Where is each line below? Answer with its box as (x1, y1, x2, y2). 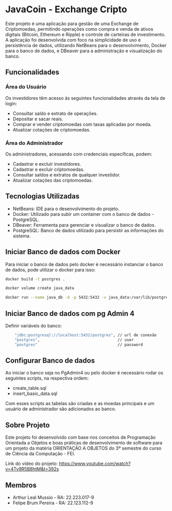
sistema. (12, 233, 31, 239)
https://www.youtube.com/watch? (58, 460, 131, 466)
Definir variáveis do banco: (5, 322, 62, 328)
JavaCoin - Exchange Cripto (5, 4, 127, 15)
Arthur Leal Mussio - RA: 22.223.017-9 (12, 495, 94, 501)
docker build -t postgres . (5, 276, 66, 282)
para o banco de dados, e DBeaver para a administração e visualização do (5, 48, 163, 54)
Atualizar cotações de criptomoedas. (12, 126, 91, 132)
